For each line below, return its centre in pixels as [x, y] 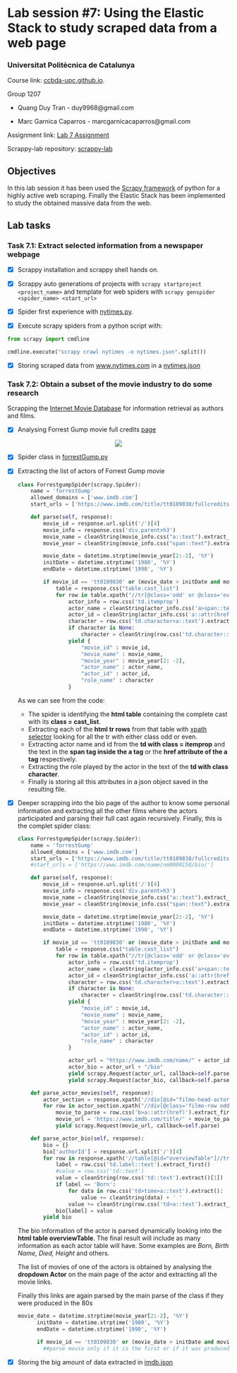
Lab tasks [29, 225]
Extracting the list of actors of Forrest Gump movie [91, 471]
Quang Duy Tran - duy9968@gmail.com [75, 108]
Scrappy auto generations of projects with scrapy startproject [110, 284]
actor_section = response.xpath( [92, 1100]
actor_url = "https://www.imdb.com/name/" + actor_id [149, 1061]
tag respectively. [53, 759]
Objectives [32, 171]
